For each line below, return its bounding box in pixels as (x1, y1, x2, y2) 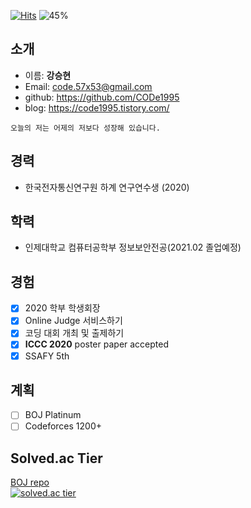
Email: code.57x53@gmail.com (24, 80, 153, 92)
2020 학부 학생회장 (24, 302, 101, 314)
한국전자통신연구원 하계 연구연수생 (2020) (24, 181, 190, 193)
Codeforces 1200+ (24, 420, 102, 432)
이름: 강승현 (24, 69, 72, 81)
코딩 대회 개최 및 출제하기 (24, 327, 125, 339)
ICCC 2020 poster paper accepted (24, 338, 170, 350)
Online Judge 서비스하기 (24, 315, 123, 327)
